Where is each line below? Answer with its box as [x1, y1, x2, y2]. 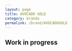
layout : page [5, 7, 31, 12]
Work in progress [5, 38, 58, 46]
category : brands [5, 16, 40, 21]
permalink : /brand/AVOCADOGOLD [5, 20, 68, 25]
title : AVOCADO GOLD [5, 12, 47, 16]
